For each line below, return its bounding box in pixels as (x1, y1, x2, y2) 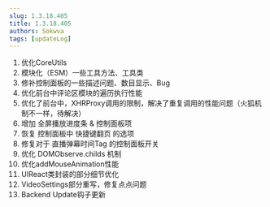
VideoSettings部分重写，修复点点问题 (20, 179, 147, 189)
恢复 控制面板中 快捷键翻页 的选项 (20, 129, 135, 139)
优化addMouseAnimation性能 (20, 159, 120, 169)
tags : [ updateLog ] (9, 34, 72, 43)
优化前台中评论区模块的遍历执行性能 (20, 88, 143, 98)
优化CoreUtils (20, 58, 67, 67)
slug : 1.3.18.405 (9, 11, 68, 20)
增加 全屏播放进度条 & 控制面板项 (20, 119, 133, 128)
